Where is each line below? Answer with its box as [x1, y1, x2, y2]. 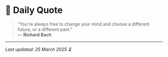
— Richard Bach [17, 31, 51, 37]
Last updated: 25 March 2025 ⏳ [5, 46, 71, 52]
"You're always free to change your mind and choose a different [17, 21, 150, 27]
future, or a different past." [17, 26, 72, 32]
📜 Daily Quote [5, 4, 63, 16]
